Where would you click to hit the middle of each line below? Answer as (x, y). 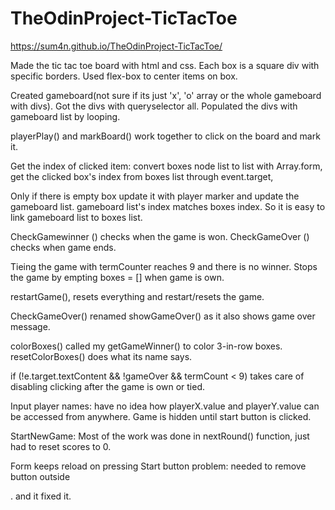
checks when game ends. (63, 247)
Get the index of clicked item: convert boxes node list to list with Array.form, (166, 166)
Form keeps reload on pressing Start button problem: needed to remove (158, 466)
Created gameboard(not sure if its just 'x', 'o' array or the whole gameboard (166, 95)
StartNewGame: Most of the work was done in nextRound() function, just (160, 436)
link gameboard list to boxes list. (76, 217)
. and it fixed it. (41, 496)
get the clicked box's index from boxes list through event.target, (142, 176)
